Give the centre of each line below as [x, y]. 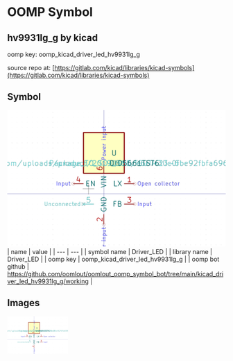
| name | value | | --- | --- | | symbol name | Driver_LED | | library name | [110, 251]
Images [24, 303]
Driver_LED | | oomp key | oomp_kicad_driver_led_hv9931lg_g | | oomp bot [113, 259]
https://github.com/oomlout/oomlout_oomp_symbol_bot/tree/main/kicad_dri [115, 274]
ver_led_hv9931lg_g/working [48, 281]
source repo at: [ [31, 68]
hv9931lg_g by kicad [53, 38]
